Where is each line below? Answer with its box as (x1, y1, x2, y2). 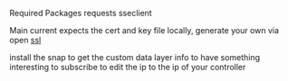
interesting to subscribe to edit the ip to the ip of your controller (9, 62, 246, 72)
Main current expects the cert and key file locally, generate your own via (9, 25, 279, 35)
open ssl (9, 35, 42, 45)
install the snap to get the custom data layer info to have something (9, 52, 261, 62)
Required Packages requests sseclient (9, 8, 152, 18)
